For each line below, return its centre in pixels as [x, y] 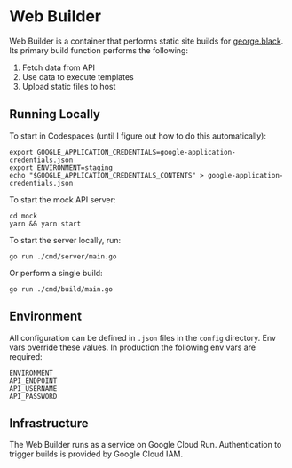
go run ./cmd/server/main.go [63, 256]
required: [26, 356]
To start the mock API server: [63, 199]
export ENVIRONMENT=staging [61, 167]
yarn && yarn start [45, 224]
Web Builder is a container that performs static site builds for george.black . [146, 41]
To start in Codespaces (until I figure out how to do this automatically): [138, 136]
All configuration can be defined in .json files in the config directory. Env [143, 337]
